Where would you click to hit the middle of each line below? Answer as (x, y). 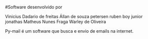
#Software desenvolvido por (34, 7)
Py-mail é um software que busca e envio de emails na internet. (69, 31)
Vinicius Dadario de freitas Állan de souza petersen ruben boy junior (74, 16)
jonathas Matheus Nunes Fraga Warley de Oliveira (56, 22)
